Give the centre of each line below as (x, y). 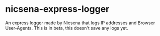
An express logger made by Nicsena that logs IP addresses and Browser (80, 23)
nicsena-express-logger (57, 9)
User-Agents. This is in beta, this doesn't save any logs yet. (67, 28)
